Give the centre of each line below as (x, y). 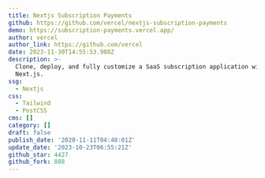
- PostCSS (31, 111)
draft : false (30, 132)
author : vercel (33, 37)
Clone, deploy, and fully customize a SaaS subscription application (132, 67)
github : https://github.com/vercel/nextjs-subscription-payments (118, 23)
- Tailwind (33, 103)
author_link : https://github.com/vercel (76, 45)
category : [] (30, 125)
